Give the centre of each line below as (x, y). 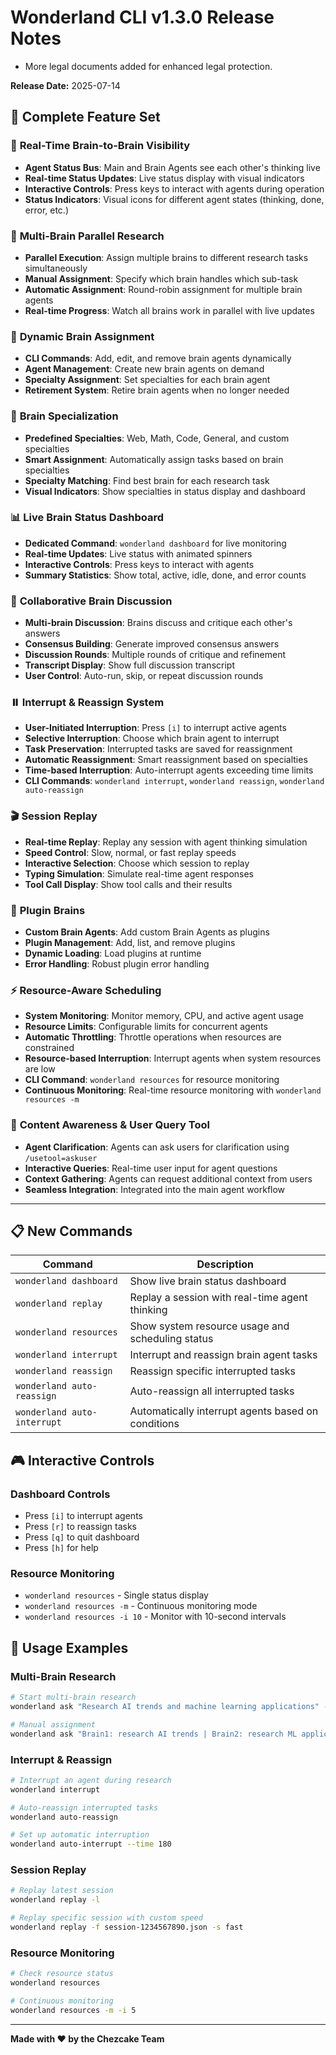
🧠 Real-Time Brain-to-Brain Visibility (100, 146)
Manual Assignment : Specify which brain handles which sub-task (161, 278)
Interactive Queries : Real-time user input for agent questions (151, 1168)
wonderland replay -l (55, 1900)
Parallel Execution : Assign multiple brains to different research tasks (166, 257)
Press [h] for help (61, 1548)
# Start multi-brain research (73, 1697)
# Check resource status (62, 1974)
